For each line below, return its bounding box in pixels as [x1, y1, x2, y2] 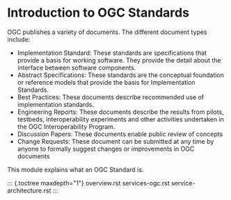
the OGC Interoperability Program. [17, 122, 115, 131]
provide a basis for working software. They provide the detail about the [17, 56, 221, 64]
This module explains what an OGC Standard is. [7, 165, 144, 174]
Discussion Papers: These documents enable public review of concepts [17, 130, 223, 138]
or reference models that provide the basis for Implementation [17, 78, 196, 86]
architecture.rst [7, 186, 51, 194]
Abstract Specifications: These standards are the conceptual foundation [17, 71, 225, 79]
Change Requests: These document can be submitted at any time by [17, 137, 214, 145]
